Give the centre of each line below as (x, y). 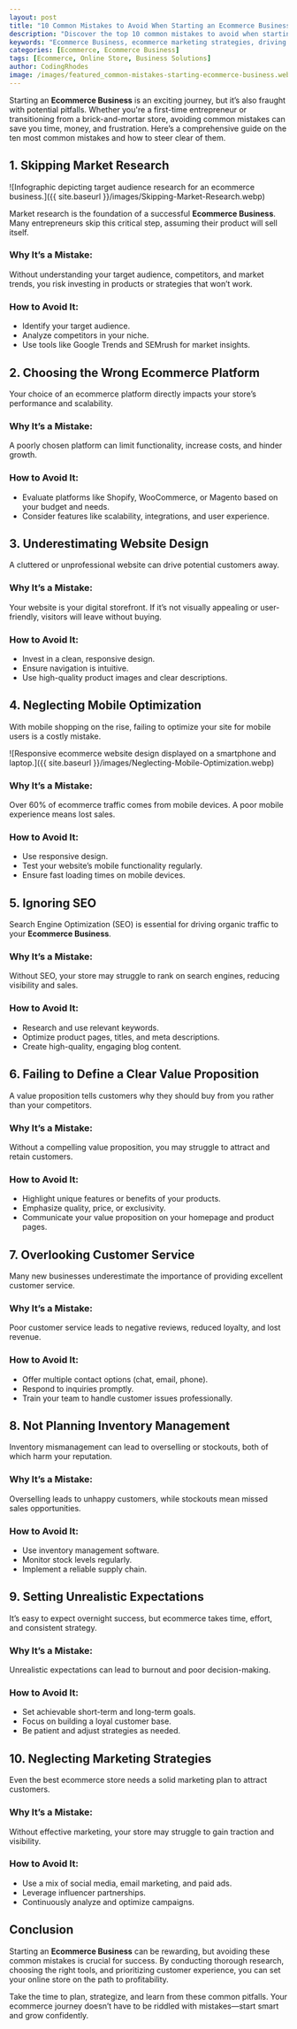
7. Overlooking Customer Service (102, 1254)
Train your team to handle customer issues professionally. (127, 1398)
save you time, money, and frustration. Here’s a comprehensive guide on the (148, 128)
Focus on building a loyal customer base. (97, 1721)
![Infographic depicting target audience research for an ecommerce (132, 187)
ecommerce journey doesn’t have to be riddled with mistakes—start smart (144, 2006)
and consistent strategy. (53, 1627)
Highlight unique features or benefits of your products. (121, 1199)
